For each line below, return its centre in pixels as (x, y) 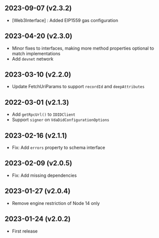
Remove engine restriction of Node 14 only (56, 203)
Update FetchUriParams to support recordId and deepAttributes (78, 87)
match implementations (36, 53)
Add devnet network (32, 59)
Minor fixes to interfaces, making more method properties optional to (83, 48)
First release (25, 231)
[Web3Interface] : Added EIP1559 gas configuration (65, 20)
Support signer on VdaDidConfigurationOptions (60, 120)
